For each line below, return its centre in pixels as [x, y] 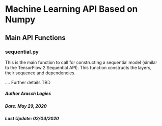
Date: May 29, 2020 [26, 106]
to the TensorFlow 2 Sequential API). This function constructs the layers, [78, 67]
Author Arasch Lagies [28, 94]
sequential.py [22, 52]
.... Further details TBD [28, 82]
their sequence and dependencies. [40, 73]
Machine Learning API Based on [71, 9]
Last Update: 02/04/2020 [32, 119]
